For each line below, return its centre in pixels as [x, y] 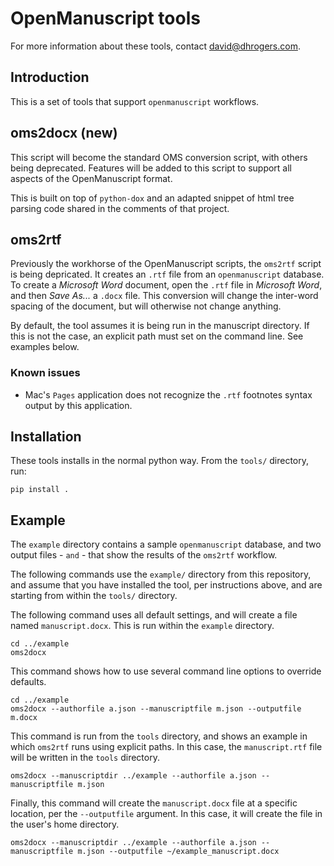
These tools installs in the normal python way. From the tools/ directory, [160, 461]
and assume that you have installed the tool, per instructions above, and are [166, 585]
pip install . [40, 490]
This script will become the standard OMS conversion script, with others [159, 157]
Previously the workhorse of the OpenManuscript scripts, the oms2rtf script [166, 264]
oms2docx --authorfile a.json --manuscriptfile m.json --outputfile [156, 709]
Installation [46, 437]
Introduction [50, 77]
